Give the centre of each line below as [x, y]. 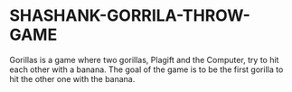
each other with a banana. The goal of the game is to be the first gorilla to [146, 69]
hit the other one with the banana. [72, 78]
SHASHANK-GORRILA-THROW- [130, 16]
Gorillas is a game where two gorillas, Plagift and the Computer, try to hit [144, 60]
